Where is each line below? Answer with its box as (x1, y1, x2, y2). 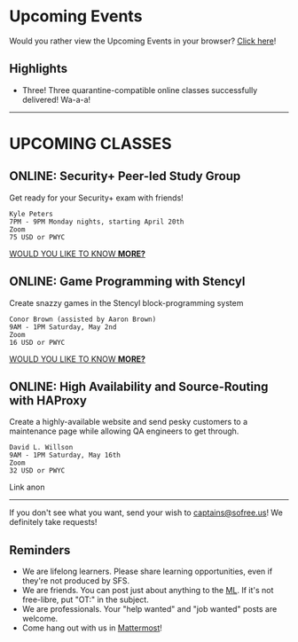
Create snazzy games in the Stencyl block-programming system (9, 297, 244, 308)
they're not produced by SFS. (21, 575, 130, 586)
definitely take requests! (9, 517, 98, 528)
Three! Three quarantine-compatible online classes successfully (21, 84, 258, 95)
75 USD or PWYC (9, 232, 66, 241)
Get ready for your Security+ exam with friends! (9, 192, 184, 203)
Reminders (9, 543, 71, 558)
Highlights (9, 61, 68, 76)
